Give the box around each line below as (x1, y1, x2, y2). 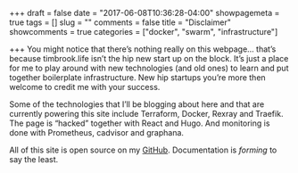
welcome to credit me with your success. (9, 82, 161, 92)
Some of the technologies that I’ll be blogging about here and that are (9, 99, 265, 110)
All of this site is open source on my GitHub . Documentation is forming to (9, 144, 277, 155)
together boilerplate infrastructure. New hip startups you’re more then (9, 72, 266, 83)
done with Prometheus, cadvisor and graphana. (9, 128, 185, 137)
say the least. (9, 154, 59, 164)
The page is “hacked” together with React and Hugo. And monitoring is (9, 118, 270, 128)
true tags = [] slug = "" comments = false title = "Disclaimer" (9, 17, 232, 28)
